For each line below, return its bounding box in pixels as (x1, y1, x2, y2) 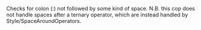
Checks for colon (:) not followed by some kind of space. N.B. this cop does (6, 5, 196, 12)
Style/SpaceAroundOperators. (6, 18, 82, 24)
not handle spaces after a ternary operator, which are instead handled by (6, 11, 188, 18)
